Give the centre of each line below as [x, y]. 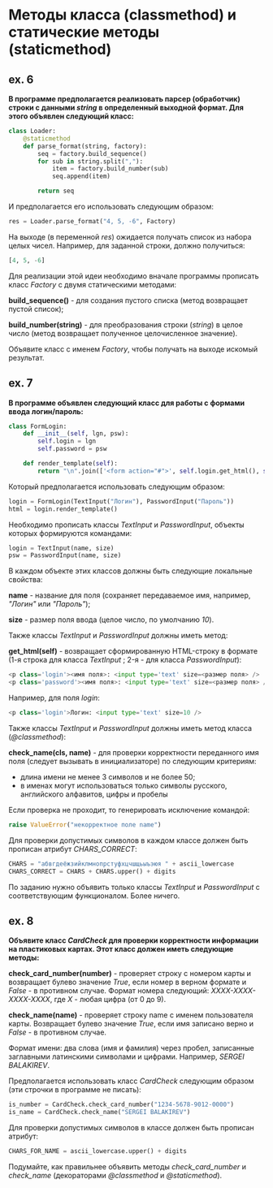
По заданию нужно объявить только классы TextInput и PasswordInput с [134, 887]
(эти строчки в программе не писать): [75, 1090]
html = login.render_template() [63, 509]
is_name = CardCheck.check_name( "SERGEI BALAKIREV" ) [100, 1112]
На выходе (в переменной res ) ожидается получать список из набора [130, 236]
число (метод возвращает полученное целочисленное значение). [123, 333]
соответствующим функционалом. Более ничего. [94, 896]
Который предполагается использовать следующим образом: [117, 486]
